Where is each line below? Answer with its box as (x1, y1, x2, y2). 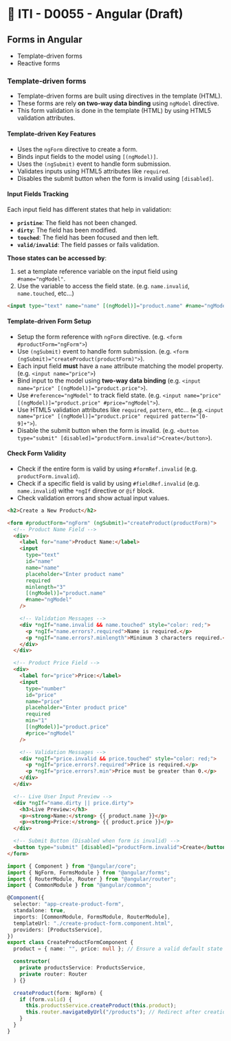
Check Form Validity (7, 449, 67, 458)
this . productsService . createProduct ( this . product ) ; (25, 1002, 177, 1009)
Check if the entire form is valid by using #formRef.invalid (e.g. (16, 464, 197, 473)
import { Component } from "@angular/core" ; (7, 863, 137, 870)
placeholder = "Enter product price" (25, 705, 128, 711)
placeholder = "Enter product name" (25, 570, 125, 577)
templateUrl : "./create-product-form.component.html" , (13, 920, 174, 927)
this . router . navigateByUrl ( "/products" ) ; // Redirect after (25, 1009, 201, 1016)
